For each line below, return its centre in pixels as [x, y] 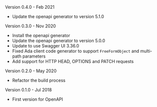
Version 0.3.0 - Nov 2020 [30, 26]
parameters [34, 56]
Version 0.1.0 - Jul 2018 [29, 90]
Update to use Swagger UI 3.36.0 [46, 46]
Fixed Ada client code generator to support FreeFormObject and [76, 51]
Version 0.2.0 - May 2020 [31, 71]
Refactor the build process [39, 80]
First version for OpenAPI [38, 99]
